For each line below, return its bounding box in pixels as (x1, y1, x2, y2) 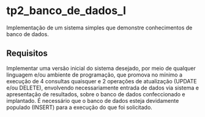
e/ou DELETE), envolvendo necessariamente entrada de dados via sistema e (6, 84, 199, 91)
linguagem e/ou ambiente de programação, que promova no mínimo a (6, 71, 182, 78)
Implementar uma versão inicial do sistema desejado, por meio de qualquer (6, 64, 196, 72)
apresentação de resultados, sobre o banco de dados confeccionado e (6, 90, 185, 98)
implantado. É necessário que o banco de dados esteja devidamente (6, 97, 179, 104)
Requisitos (6, 48, 48, 59)
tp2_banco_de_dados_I (6, 4, 127, 18)
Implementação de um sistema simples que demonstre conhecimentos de (6, 24, 193, 31)
